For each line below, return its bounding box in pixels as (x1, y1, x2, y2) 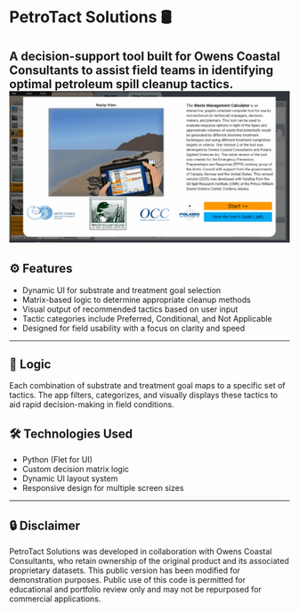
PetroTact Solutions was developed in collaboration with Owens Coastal (9, 546, 272, 557)
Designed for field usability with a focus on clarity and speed (21, 323, 246, 333)
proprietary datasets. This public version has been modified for (9, 565, 241, 576)
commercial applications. (9, 593, 101, 604)
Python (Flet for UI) (21, 454, 93, 465)
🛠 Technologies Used (9, 426, 133, 441)
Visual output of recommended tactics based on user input (21, 304, 238, 315)
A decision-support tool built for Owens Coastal (9, 48, 280, 63)
